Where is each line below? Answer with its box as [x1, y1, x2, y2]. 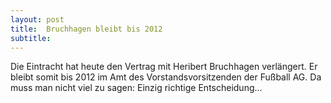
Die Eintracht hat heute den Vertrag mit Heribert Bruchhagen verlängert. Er [10, 61, 318, 73]
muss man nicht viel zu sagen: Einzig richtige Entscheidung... [10, 82, 263, 94]
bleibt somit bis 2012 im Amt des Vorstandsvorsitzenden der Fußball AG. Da [10, 71, 322, 83]
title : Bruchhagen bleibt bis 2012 [10, 24, 163, 34]
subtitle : [10, 33, 52, 43]
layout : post [10, 14, 65, 25]
